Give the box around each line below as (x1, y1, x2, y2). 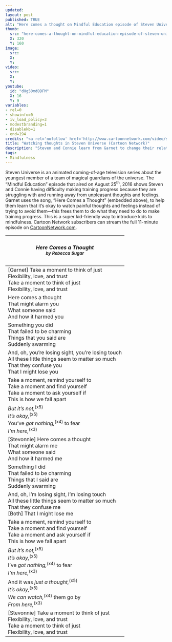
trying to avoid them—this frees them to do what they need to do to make (5, 208, 160, 214)
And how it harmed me (8, 454, 62, 462)
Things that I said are (8, 476, 58, 483)
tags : (5, 151, 17, 156)
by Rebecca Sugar (46, 250, 84, 256)
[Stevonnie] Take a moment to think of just (8, 609, 110, 616)
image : (5, 46, 19, 51)
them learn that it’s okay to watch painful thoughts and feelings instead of (5, 203, 160, 209)
